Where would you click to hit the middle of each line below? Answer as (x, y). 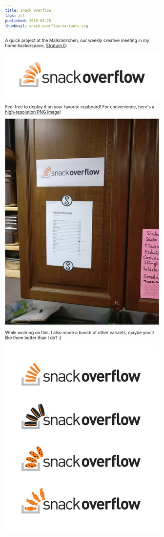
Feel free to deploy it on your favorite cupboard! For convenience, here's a (80, 107)
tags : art (15, 15)
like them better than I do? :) (33, 338)
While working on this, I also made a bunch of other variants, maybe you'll (80, 332)
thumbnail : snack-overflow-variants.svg (47, 26)
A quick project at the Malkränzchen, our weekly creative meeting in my (77, 40)
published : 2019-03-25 (28, 21)
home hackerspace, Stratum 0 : (36, 46)
